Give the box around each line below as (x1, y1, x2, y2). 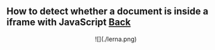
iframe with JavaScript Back (6, 17, 131, 28)
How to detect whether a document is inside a (6, 6, 209, 17)
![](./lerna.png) (94, 35, 137, 43)
